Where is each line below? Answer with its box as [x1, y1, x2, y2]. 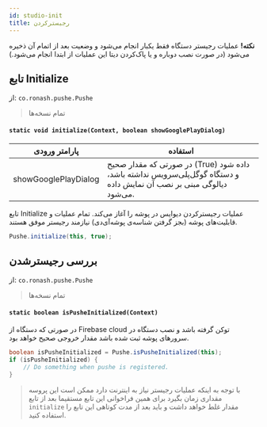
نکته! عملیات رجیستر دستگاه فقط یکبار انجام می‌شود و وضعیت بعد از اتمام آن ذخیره [9, 40, 255, 50]
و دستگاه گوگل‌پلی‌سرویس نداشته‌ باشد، [107, 168, 240, 179]
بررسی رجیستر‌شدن [9, 254, 97, 268]
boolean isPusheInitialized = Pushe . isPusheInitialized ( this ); [9, 349, 223, 356]
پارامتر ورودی [33, 145, 79, 156]
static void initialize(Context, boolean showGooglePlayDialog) [9, 126, 226, 135]
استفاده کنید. [28, 410, 67, 420]
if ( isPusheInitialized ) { [9, 356, 98, 364]
